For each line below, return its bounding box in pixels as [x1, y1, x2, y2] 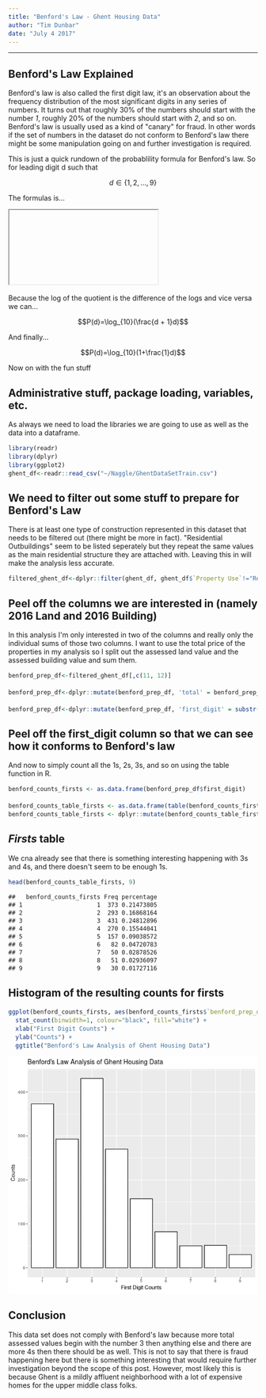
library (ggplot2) [8, 460, 66, 469]
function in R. [8, 769, 51, 778]
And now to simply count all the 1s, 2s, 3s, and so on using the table [8, 761, 230, 770]
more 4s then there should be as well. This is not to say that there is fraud [8, 1346, 249, 1356]
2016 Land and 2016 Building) [8, 609, 158, 622]
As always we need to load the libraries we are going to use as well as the [8, 420, 249, 429]
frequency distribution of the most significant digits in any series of [8, 97, 227, 106]
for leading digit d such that [8, 162, 98, 172]
